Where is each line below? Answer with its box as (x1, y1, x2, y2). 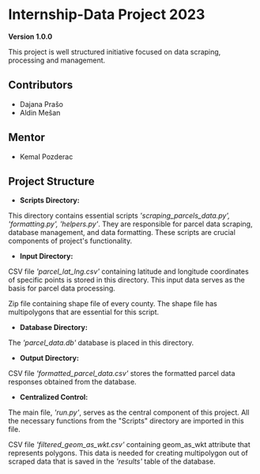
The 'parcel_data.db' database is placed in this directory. (8, 338, 194, 347)
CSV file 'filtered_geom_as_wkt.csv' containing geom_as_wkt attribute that (8, 440, 251, 449)
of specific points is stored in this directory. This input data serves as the (8, 275, 245, 285)
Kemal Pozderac (19, 152, 73, 161)
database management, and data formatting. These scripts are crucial (8, 228, 236, 237)
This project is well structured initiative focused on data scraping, (8, 47, 221, 56)
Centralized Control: (19, 392, 89, 402)
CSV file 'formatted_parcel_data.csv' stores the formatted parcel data (8, 369, 236, 378)
